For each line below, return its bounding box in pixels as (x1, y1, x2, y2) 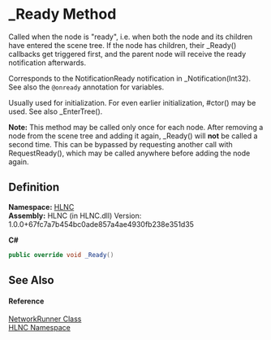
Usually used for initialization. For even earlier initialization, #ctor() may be (8, 98, 256, 107)
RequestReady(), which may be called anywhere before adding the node (8, 148, 251, 158)
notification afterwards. (8, 58, 87, 68)
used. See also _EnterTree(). (8, 107, 103, 116)
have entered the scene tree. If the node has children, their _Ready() (8, 40, 237, 50)
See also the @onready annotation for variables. (8, 82, 165, 92)
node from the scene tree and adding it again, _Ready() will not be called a (8, 131, 258, 141)
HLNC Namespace (8, 323, 71, 333)
